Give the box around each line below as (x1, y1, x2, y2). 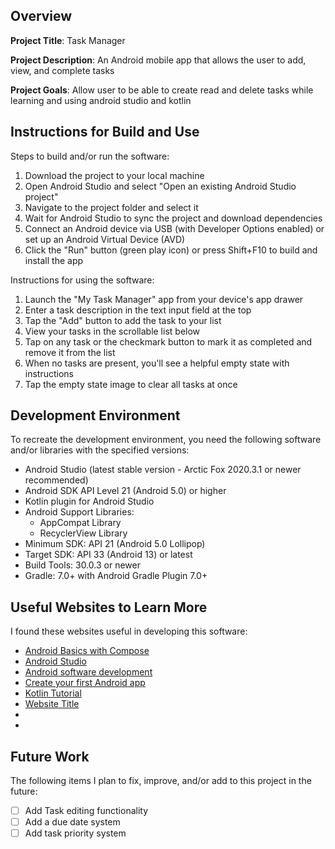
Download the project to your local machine (24, 169, 205, 181)
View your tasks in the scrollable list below (24, 325, 201, 337)
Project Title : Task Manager (10, 34, 126, 46)
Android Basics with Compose (24, 645, 150, 657)
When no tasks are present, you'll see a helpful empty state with (24, 357, 290, 369)
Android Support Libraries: (24, 506, 135, 518)
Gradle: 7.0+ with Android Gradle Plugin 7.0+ (24, 570, 208, 582)
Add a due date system (24, 816, 121, 828)
